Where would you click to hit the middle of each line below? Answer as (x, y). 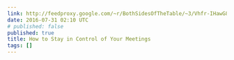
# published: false (36, 26)
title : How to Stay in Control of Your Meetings (79, 39)
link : (15, 13)
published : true (31, 33)
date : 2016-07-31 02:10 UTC (48, 20)
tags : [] (20, 46)
